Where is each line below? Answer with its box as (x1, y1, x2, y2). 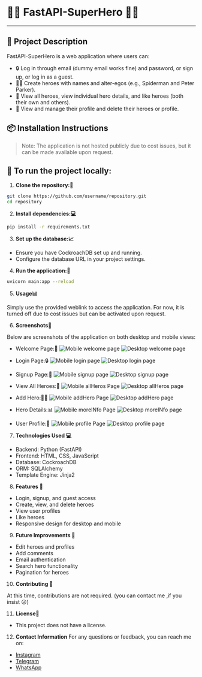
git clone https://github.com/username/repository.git (7, 193, 147, 200)
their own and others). (15, 98, 71, 106)
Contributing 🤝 (15, 580, 53, 587)
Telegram (15, 657, 40, 664)
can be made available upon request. (21, 148, 113, 155)
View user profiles (15, 507, 61, 514)
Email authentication (15, 556, 67, 563)
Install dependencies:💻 (15, 210, 77, 218)
